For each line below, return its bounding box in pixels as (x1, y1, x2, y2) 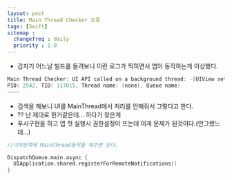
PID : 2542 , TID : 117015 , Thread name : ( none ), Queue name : (7, 82, 181, 89)
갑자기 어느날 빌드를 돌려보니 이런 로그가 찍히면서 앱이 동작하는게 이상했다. (17, 62, 219, 70)
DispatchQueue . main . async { (7, 154, 88, 161)
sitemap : (7, 29, 36, 37)
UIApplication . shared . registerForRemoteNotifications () (13, 160, 177, 168)
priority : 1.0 (13, 42, 57, 49)
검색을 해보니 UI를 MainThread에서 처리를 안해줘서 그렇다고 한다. (17, 101, 194, 110)
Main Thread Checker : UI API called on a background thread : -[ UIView (7, 76, 215, 83)
